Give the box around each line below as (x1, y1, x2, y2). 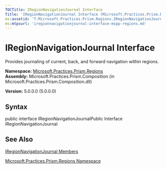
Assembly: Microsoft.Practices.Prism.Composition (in (5, 74, 115, 80)
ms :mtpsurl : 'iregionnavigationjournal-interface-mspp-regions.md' (5, 21, 147, 26)
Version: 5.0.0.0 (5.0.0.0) (5, 88, 56, 94)
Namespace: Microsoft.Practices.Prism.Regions (5, 68, 103, 74)
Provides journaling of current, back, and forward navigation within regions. (5, 59, 159, 65)
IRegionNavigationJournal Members (5, 148, 78, 154)
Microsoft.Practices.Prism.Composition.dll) (5, 79, 92, 84)
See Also (5, 135, 33, 144)
